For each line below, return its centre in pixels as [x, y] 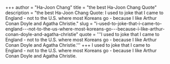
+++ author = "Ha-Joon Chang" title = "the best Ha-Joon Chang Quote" [81, 7]
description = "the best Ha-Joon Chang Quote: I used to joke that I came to [84, 13]
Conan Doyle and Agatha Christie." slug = [49, 23]
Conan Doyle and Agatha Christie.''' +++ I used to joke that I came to [78, 45]
